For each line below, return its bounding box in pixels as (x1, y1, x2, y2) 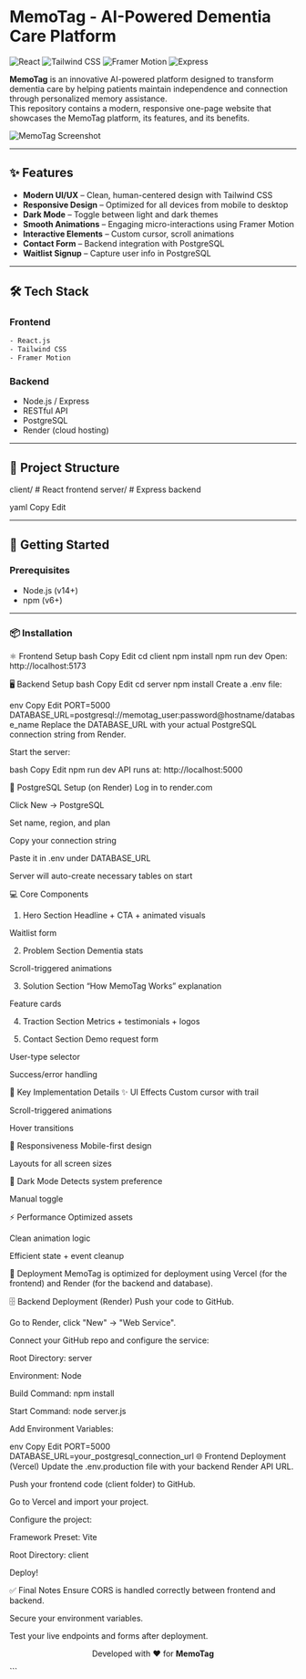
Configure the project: (9, 1514, 93, 1526)
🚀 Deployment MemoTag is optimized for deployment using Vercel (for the (9, 1268, 288, 1279)
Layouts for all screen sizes (9, 1158, 112, 1170)
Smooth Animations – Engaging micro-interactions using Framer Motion (22, 218, 294, 229)
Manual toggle (9, 1193, 64, 1204)
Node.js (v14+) (22, 584, 79, 595)
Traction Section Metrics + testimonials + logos (22, 1016, 200, 1027)
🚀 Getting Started (9, 537, 110, 552)
